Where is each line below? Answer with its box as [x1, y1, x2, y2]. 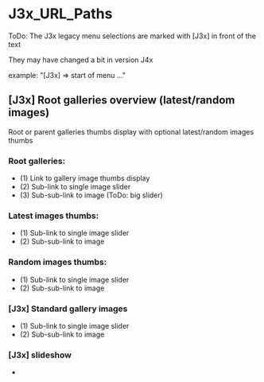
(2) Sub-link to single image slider [19, 182, 131, 192]
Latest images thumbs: [8, 210, 99, 221]
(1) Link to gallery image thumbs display [19, 173, 150, 183]
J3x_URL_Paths [8, 5, 113, 23]
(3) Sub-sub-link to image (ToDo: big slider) [19, 190, 163, 200]
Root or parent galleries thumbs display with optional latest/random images [8, 127, 254, 136]
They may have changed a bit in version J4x [8, 55, 153, 64]
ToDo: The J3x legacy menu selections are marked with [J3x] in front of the [8, 31, 257, 41]
